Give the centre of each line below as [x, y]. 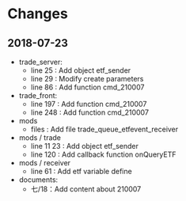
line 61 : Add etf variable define [81, 171]
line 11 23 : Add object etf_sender [85, 146]
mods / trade [40, 138]
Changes [38, 14]
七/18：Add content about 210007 [86, 189]
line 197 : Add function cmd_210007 [89, 104]
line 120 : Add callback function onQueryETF [103, 154]
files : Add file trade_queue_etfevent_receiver [104, 129]
